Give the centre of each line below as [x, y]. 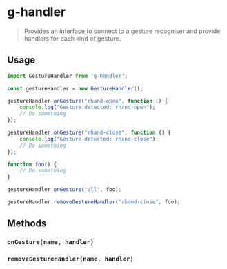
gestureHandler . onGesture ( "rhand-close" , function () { [89, 132]
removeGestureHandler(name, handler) [71, 259]
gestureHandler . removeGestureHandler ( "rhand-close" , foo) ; [94, 202]
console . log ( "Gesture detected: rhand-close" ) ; [89, 139]
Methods [27, 224]
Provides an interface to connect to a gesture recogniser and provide [122, 31]
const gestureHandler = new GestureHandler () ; [75, 88]
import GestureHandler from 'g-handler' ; [68, 76]
